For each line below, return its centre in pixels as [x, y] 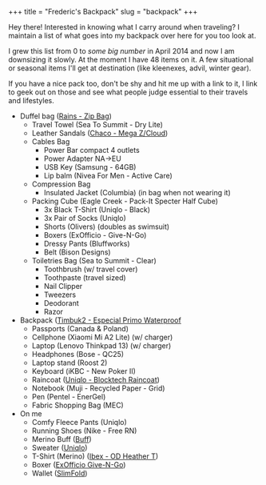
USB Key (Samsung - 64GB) [90, 167]
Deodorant [62, 303]
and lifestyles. [31, 100]
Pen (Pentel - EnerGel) [69, 397]
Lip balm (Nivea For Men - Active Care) [108, 176]
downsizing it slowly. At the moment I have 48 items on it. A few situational [131, 60]
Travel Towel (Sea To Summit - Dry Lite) [97, 124]
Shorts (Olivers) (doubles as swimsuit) [107, 226]
